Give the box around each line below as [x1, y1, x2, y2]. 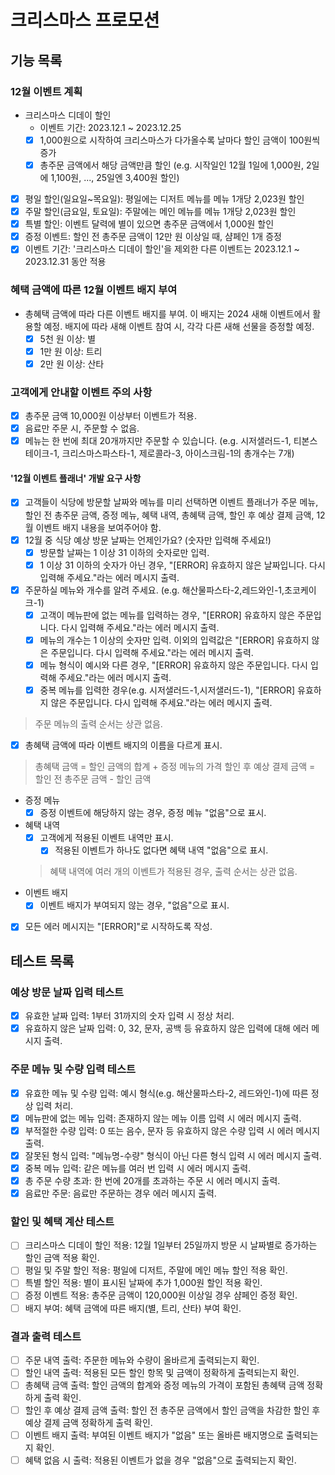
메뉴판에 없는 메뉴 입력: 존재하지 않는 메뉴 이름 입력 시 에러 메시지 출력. [24, 1112, 302, 1124]
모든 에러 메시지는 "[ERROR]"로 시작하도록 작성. [24, 921, 213, 933]
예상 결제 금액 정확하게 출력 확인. [24, 1417, 153, 1429]
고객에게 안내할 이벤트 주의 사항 [10, 385, 153, 399]
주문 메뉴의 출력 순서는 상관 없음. [34, 718, 163, 730]
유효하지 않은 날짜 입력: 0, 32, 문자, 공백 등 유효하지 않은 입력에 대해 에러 [24, 1022, 310, 1035]
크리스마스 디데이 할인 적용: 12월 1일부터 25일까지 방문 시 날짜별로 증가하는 [24, 1239, 318, 1251]
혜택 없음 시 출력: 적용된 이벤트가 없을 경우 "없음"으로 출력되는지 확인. [24, 1454, 297, 1466]
